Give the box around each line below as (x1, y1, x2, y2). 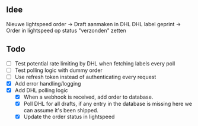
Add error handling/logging (14, 80, 81, 87)
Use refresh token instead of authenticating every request (14, 73, 157, 80)
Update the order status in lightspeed (23, 113, 115, 121)
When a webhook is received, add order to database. (23, 93, 154, 100)
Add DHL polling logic (14, 86, 68, 94)
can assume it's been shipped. (23, 107, 99, 114)
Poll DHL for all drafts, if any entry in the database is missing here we (23, 100, 193, 107)
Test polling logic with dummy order (14, 67, 103, 74)
